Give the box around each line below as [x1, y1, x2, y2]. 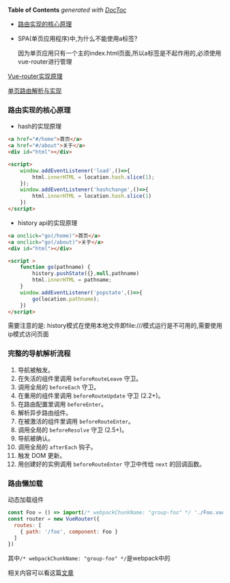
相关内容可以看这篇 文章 [8, 569, 74, 577]
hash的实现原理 [17, 122, 62, 131]
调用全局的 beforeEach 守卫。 [17, 383, 100, 391]
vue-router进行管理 [17, 57, 72, 66]
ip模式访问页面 [8, 330, 49, 338]
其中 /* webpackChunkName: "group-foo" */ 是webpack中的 [8, 554, 171, 562]
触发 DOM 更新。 [17, 451, 66, 459]
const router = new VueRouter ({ [8, 515, 100, 522]
